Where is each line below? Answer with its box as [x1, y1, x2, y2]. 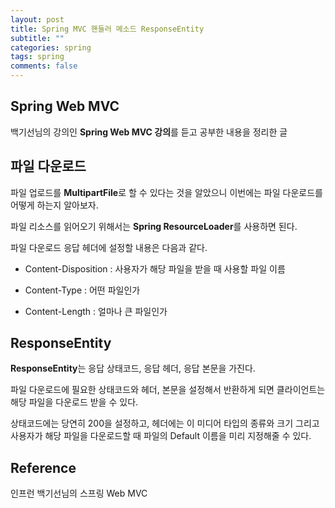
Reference [10, 459, 77, 476]
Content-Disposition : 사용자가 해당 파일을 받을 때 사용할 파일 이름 [24, 262, 286, 275]
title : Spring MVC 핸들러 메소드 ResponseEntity [10, 24, 205, 34]
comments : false [10, 61, 78, 71]
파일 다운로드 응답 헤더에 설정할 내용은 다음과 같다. [10, 241, 208, 253]
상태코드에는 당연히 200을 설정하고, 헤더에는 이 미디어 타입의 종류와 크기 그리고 [10, 417, 320, 430]
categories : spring [10, 42, 92, 53]
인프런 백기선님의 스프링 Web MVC [10, 487, 148, 500]
